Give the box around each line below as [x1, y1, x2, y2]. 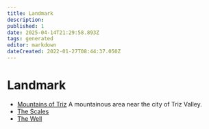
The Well [16, 114, 42, 123]
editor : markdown [7, 42, 57, 48]
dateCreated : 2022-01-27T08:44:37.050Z [7, 48, 121, 55]
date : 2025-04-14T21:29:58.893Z [7, 29, 99, 36]
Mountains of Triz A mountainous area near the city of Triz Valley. [16, 100, 202, 108]
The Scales [16, 107, 49, 115]
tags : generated [7, 35, 53, 42]
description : [7, 16, 45, 23]
